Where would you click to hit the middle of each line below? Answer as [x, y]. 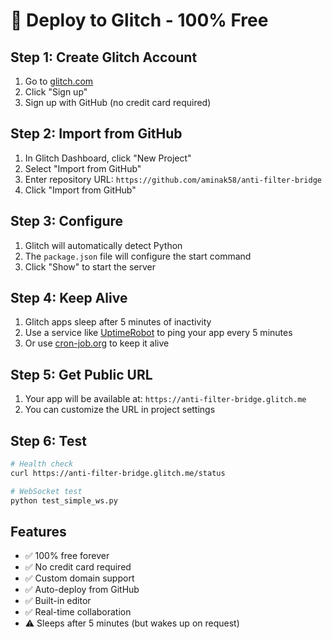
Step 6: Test [48, 440]
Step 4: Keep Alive [69, 298]
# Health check [42, 464]
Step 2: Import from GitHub [96, 134]
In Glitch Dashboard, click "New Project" [108, 158]
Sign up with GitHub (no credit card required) [118, 102]
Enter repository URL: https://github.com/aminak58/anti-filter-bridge [173, 179]
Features [38, 531]
